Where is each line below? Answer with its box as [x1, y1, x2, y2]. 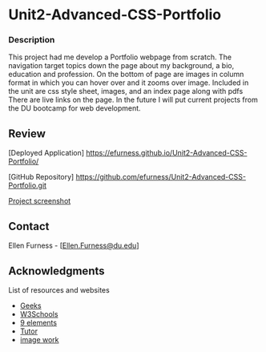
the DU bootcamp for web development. [8, 103, 142, 113]
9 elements [19, 318, 58, 327]
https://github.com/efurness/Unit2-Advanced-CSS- [75, 172, 247, 182]
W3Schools [19, 309, 58, 318]
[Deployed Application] [8, 148, 85, 158]
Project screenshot [8, 196, 71, 206]
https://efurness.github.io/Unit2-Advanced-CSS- [85, 148, 248, 158]
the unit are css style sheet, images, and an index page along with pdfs [8, 87, 244, 96]
